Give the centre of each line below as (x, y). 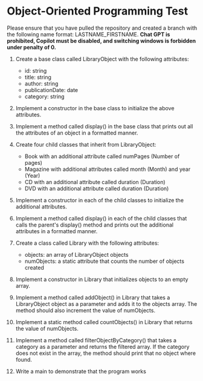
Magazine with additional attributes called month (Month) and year (108, 169)
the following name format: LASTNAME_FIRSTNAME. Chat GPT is (89, 34)
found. (24, 359)
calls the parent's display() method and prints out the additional (95, 225)
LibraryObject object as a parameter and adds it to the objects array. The (106, 303)
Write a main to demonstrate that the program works (81, 371)
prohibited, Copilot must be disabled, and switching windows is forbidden (101, 41)
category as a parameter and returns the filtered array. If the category (102, 346)
